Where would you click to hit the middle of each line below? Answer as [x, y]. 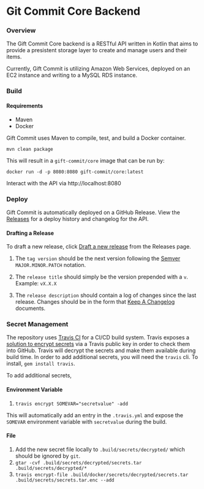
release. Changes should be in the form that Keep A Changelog [95, 302]
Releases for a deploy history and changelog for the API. [77, 218]
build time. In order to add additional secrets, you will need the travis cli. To [102, 357]
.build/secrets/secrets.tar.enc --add [65, 480]
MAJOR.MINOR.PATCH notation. [51, 265]
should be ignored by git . [48, 456]
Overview [21, 31]
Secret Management [37, 325]
